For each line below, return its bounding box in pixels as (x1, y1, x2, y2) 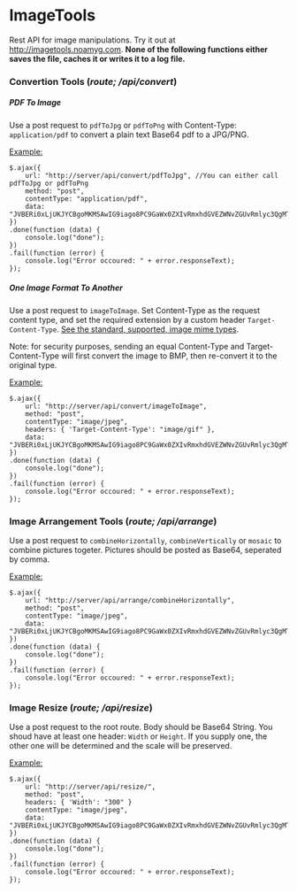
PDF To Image (9, 97, 62, 108)
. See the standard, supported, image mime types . (56, 324, 240, 334)
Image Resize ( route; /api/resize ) (9, 702, 153, 714)
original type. (9, 359, 57, 370)
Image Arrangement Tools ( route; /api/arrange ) (9, 515, 217, 527)
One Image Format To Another (9, 282, 124, 293)
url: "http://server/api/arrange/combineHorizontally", (25, 596, 236, 605)
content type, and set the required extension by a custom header (9, 314, 246, 325)
